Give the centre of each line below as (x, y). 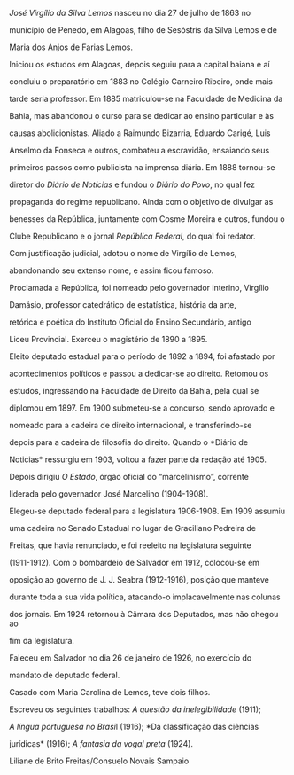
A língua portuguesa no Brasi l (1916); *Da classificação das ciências (134, 727)
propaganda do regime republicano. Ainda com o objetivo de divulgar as (141, 202)
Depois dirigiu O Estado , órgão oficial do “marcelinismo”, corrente (129, 477)
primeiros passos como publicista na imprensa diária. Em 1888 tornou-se (142, 167)
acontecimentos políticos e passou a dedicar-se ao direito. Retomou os (139, 373)
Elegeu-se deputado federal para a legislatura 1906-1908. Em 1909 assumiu (147, 511)
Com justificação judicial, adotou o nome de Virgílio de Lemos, (123, 253)
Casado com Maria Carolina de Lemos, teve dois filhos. (110, 692)
